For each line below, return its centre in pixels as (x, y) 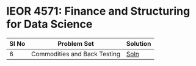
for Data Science (49, 24)
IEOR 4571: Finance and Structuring (98, 11)
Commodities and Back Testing (76, 54)
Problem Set (76, 43)
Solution (139, 43)
